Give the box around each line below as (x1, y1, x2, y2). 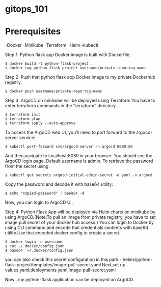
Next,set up (102, 262, 126, 268)
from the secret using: (5, 163, 50, 169)
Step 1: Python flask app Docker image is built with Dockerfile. (5, 52, 131, 57)
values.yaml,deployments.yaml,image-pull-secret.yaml (5, 267, 116, 273)
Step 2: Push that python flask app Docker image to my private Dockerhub (5, 74, 156, 80)
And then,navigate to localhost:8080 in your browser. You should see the (5, 153, 153, 159)
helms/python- (122, 257, 153, 262)
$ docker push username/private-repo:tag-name (5, 89, 102, 94)
